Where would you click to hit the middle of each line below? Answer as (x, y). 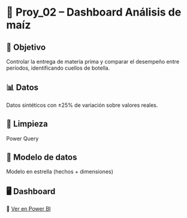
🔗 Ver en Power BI (28, 209)
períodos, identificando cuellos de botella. (58, 68)
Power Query (22, 138)
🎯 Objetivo (26, 47)
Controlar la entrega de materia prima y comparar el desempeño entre (93, 62)
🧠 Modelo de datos (42, 158)
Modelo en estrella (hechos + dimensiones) (60, 172)
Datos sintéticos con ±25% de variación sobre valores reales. (82, 105)
